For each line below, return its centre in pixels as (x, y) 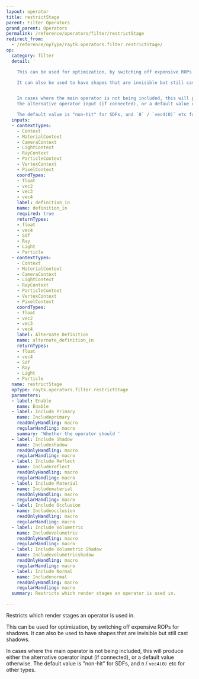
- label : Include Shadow (42, 439)
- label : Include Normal (42, 571)
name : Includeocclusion (46, 511)
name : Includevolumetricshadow (55, 555)
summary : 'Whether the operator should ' (68, 434)
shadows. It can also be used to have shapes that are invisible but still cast (97, 633)
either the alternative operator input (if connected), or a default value (90, 657)
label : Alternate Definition (53, 335)
